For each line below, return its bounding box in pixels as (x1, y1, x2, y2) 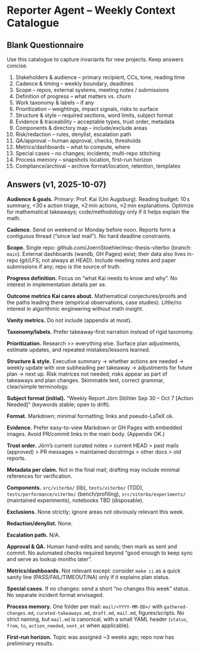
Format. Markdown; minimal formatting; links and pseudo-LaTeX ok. (7, 412, 174, 419)
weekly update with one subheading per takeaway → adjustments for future (7, 364, 193, 371)
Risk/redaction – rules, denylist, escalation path (15, 131, 132, 138)
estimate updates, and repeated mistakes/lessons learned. (7, 346, 151, 353)
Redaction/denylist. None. (7, 519, 73, 527)
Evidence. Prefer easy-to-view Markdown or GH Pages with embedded (7, 424, 182, 431)
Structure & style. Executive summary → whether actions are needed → (7, 357, 184, 364)
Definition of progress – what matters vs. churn (15, 93, 132, 100)
